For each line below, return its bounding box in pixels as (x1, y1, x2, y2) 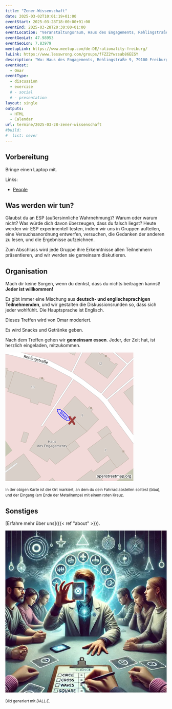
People (12, 186, 28, 192)
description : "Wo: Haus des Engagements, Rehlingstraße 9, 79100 (5, 57, 147, 62)
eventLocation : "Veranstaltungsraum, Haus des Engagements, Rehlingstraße (5, 30, 168, 35)
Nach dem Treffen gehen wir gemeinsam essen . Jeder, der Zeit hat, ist (5, 337, 156, 343)
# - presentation (10, 95, 47, 100)
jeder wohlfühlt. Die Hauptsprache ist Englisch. (5, 307, 104, 313)
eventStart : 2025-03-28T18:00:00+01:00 (5, 19, 91, 24)
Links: (5, 176, 18, 183)
